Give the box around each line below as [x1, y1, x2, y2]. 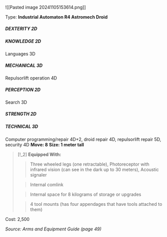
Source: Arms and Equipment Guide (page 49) [5, 226, 102, 232]
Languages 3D [5, 51, 36, 57]
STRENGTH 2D [5, 111, 37, 117]
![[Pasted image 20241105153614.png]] [5, 5, 87, 10]
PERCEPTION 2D [5, 87, 41, 93]
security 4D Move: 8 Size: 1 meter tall [5, 141, 85, 147]
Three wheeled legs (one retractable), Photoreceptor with [30, 161, 150, 167]
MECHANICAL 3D [5, 62, 43, 68]
